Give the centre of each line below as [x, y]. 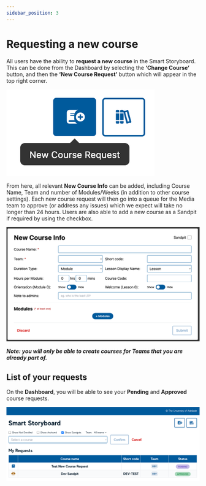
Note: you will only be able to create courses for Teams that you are [94, 351]
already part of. [27, 358]
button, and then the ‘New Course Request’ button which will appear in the [101, 74]
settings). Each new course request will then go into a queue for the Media [101, 199]
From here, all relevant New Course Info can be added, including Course [98, 186]
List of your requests [47, 377]
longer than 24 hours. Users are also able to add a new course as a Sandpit [102, 212]
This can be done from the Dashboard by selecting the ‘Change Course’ [98, 67]
